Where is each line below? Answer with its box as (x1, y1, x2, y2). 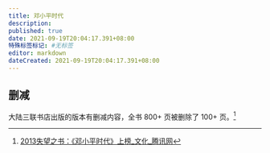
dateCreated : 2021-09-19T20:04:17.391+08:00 (8, 57, 160, 65)
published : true (8, 27, 63, 35)
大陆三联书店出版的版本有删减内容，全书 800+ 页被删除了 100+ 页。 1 (8, 110, 236, 122)
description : (8, 19, 52, 27)
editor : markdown (8, 49, 67, 57)
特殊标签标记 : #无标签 (8, 42, 74, 50)
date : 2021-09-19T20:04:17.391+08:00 (8, 34, 135, 43)
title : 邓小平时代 (8, 11, 64, 20)
